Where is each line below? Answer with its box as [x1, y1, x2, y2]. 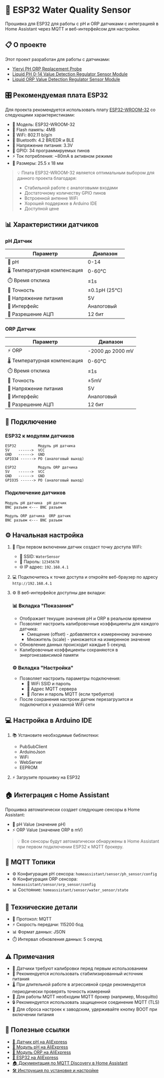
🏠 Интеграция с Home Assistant [5, 791, 109, 799]
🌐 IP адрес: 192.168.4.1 [19, 564, 69, 570]
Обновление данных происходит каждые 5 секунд [19, 641, 126, 647]
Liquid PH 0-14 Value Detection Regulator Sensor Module [12, 71, 128, 77]
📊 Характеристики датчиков [5, 220, 99, 229]
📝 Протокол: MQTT [12, 916, 52, 922]
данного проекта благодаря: [17, 175, 77, 181]
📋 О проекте [5, 41, 47, 49]
